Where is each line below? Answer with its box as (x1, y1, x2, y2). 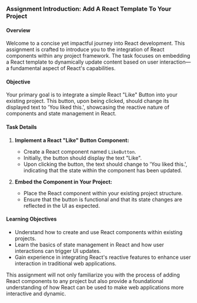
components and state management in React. (6, 110, 117, 117)
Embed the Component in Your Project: (14, 178, 113, 185)
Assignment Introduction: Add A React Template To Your (6, 5, 172, 13)
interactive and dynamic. (6, 290, 67, 297)
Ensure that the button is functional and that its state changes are (23, 196, 183, 203)
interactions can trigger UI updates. (14, 247, 101, 254)
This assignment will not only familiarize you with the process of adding (6, 271, 180, 278)
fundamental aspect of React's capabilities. (10, 65, 116, 72)
